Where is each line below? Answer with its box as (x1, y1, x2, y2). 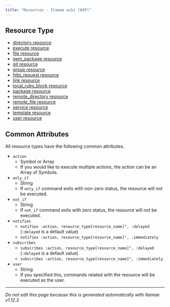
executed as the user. (20, 277, 65, 283)
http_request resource (12, 72, 59, 78)
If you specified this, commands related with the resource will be (20, 272, 155, 278)
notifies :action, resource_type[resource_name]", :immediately (20, 235, 159, 240)
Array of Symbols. (20, 169, 58, 176)
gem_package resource (12, 56, 62, 62)
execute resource (12, 45, 50, 51)
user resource (12, 115, 42, 121)
